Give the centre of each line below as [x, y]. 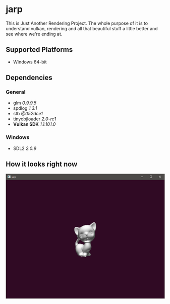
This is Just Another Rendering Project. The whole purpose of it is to [77, 23]
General [16, 92]
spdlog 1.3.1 [25, 108]
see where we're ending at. [34, 34]
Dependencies [29, 78]
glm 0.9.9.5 [25, 103]
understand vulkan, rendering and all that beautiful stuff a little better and [82, 28]
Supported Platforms [39, 50]
